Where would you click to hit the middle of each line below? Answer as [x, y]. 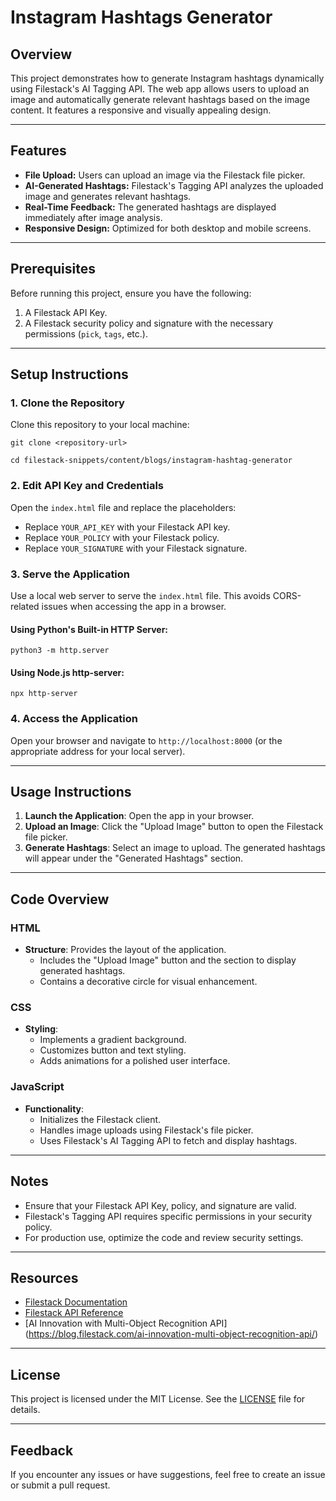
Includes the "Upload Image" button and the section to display [168, 960]
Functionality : [54, 1108]
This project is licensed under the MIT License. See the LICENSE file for [158, 1399]
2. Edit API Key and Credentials [87, 486]
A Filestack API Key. [66, 312]
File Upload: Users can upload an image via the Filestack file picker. [165, 175]
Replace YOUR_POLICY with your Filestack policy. [122, 537]
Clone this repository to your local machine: [100, 425]
